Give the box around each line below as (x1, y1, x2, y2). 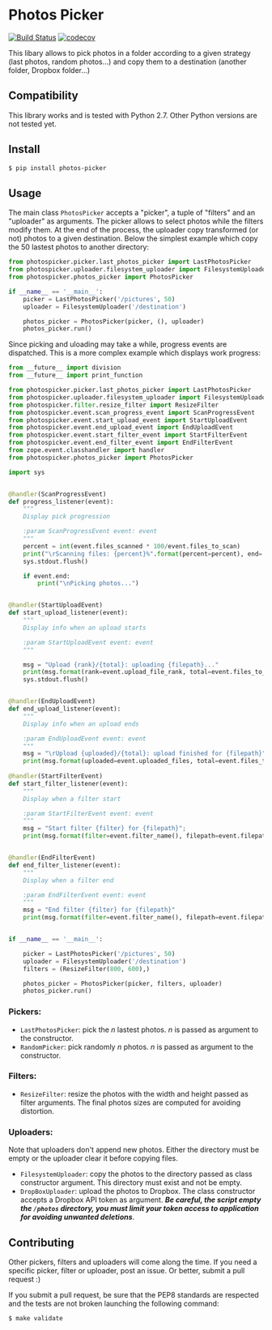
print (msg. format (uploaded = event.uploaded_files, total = (23, 757, 219, 765)
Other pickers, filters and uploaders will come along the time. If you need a (8, 1257, 257, 1267)
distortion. (19, 1106, 55, 1115)
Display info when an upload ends (23, 719, 139, 728)
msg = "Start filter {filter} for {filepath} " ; (23, 825, 186, 833)
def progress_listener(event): (8, 497, 114, 505)
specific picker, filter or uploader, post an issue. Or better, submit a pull (8, 1265, 245, 1275)
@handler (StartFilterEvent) (8, 772, 104, 780)
